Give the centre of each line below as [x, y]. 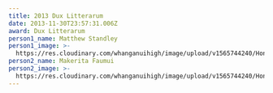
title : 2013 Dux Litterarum [56, 16]
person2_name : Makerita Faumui [61, 61]
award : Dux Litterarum [47, 31]
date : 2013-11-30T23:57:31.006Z [63, 23]
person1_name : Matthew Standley [63, 38]
